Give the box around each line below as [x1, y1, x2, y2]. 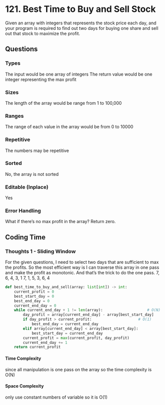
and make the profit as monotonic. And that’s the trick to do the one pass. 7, [5, 270, 160, 276]
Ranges [5, 112, 24, 119]
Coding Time [5, 233, 46, 242]
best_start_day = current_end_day [31, 330, 103, 336]
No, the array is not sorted [5, 171, 59, 177]
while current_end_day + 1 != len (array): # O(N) [14, 308, 161, 313]
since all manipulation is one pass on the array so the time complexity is [5, 366, 152, 372]
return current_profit [14, 344, 61, 350]
